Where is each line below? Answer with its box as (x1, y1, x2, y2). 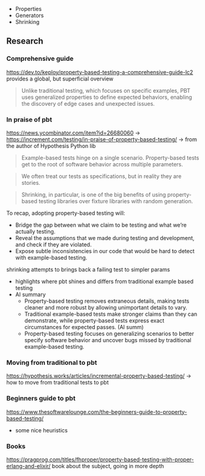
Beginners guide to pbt (6, 394, 76, 403)
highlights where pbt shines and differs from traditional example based (15, 278, 194, 285)
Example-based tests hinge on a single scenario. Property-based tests (21, 154, 199, 162)
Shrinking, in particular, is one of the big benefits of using (21, 190, 166, 198)
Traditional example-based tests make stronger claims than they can (24, 310, 198, 318)
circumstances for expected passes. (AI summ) (24, 323, 144, 330)
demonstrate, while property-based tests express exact (24, 316, 165, 324)
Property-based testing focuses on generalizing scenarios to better (24, 330, 195, 337)
